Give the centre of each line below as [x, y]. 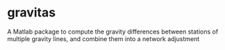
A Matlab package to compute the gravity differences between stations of [113, 32]
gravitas [32, 13]
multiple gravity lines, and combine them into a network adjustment [103, 38]
